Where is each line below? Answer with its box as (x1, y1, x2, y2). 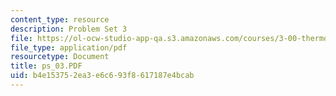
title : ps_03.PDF (10, 61, 83, 71)
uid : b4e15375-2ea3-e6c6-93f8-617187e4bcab (10, 71, 195, 81)
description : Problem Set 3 (10, 24, 128, 34)
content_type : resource (10, 14, 110, 25)
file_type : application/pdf (10, 42, 128, 53)
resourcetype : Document (10, 52, 110, 62)
